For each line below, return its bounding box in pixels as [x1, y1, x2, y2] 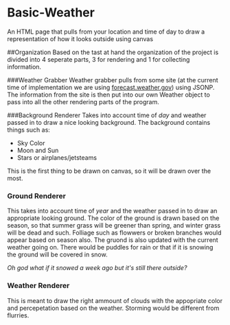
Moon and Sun [16, 146, 59, 154]
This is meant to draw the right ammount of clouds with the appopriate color [7, 296, 223, 304]
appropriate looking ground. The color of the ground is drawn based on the [7, 214, 220, 222]
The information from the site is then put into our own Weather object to [7, 91, 211, 99]
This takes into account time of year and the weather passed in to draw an [7, 207, 218, 215]
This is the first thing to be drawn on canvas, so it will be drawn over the [7, 167, 211, 175]
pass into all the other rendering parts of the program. [7, 97, 160, 106]
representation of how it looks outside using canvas [7, 34, 153, 43]
